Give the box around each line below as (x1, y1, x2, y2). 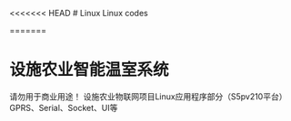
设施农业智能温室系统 (9, 60, 170, 80)
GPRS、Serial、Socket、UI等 (9, 102, 118, 113)
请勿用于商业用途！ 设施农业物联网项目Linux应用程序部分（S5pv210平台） (9, 90, 287, 102)
